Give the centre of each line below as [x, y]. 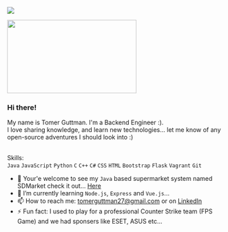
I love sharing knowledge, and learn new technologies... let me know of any [114, 130]
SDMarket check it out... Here [59, 186]
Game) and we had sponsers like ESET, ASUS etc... [90, 222]
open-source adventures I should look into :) [70, 137]
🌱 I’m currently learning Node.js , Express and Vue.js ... [93, 193]
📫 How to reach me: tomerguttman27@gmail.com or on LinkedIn [110, 201]
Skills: [15, 158]
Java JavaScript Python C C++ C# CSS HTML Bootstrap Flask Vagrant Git [104, 166]
